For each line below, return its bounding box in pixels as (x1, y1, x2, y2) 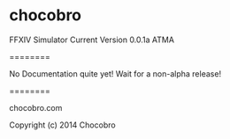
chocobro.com (9, 102, 63, 113)
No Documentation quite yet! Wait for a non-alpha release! (9, 68, 222, 79)
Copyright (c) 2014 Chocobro (9, 120, 117, 130)
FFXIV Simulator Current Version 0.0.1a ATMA (9, 34, 175, 45)
